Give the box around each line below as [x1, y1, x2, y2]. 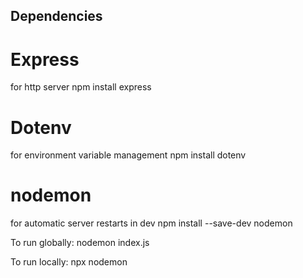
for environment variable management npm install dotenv [10, 149, 247, 161]
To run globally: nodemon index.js [10, 237, 150, 249]
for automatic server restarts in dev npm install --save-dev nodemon [10, 217, 293, 229]
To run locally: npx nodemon [10, 256, 128, 268]
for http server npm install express [10, 81, 152, 93]
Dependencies [10, 8, 103, 25]
